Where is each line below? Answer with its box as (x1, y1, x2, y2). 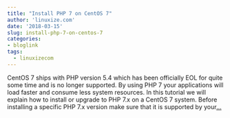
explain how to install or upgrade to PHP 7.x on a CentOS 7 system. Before (7, 95, 218, 104)
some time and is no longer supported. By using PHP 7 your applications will (7, 80, 224, 89)
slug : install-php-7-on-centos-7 (7, 29, 103, 36)
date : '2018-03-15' (7, 23, 63, 29)
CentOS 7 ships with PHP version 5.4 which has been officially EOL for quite (7, 73, 223, 82)
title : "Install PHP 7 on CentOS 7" (7, 10, 112, 17)
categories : (7, 36, 41, 43)
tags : (7, 49, 23, 56)
